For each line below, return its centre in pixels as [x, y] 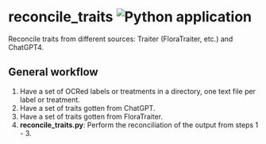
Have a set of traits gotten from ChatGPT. [87, 108]
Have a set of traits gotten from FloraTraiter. [91, 116]
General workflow [53, 72]
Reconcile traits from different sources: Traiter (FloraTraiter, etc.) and [121, 39]
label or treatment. [50, 100]
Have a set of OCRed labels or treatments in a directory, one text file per [138, 91]
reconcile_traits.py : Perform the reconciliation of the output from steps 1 [139, 125]
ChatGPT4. [26, 47]
